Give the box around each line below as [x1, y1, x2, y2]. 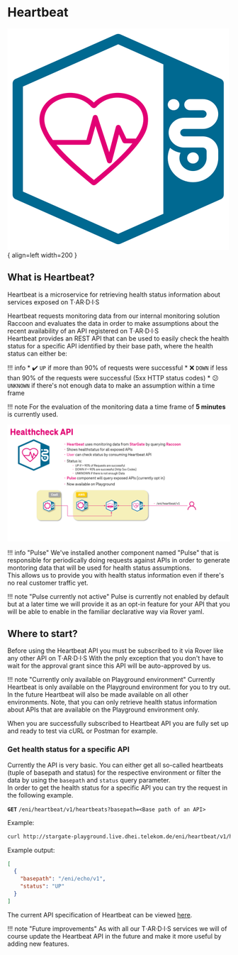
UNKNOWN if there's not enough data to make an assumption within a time [7, 381, 215, 390]
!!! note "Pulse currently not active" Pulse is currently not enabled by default [7, 592, 229, 600]
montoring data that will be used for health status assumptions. [7, 563, 192, 572]
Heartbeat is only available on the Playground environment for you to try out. [7, 683, 231, 692]
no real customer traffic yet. [7, 578, 89, 587]
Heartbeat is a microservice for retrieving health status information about [7, 290, 221, 299]
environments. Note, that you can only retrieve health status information [7, 698, 217, 707]
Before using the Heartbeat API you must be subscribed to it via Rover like [7, 646, 224, 655]
